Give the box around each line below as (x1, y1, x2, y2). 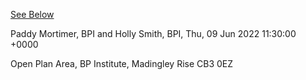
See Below (10, 9, 55, 20)
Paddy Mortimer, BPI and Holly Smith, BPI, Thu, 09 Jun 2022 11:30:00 (10, 28, 297, 39)
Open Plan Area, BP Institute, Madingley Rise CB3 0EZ (10, 58, 234, 69)
